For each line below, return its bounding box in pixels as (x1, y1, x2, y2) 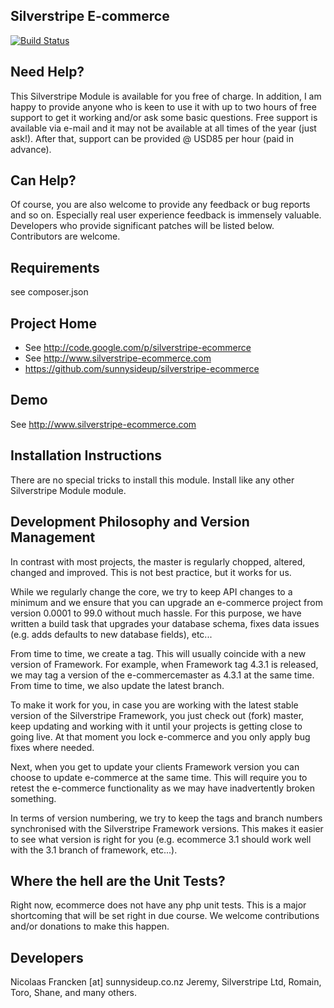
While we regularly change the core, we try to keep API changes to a (10, 585, 293, 598)
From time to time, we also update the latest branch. (10, 679, 225, 691)
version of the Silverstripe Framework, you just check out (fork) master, (10, 709, 305, 721)
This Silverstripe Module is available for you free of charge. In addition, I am (10, 90, 322, 102)
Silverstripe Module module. (10, 484, 127, 496)
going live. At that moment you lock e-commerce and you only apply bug (10, 730, 311, 743)
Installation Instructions (10, 447, 163, 464)
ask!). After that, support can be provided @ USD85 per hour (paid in (10, 132, 295, 144)
